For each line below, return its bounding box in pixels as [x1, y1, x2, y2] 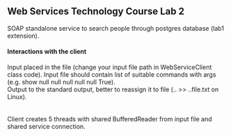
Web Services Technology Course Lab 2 [7, 6, 184, 17]
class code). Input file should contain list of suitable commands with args [7, 70, 216, 79]
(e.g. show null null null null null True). [7, 78, 116, 86]
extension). [7, 31, 40, 40]
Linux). [7, 93, 27, 101]
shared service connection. [7, 122, 86, 131]
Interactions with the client [7, 47, 87, 56]
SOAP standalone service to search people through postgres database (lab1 [7, 24, 225, 32]
